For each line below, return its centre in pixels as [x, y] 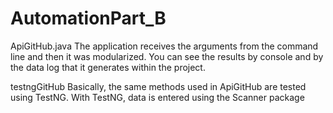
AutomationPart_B [88, 18]
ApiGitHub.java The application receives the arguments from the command [164, 46]
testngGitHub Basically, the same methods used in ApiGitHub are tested [158, 86]
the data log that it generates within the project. [108, 67]
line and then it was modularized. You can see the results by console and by [167, 56]
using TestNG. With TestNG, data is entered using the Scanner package [157, 97]
